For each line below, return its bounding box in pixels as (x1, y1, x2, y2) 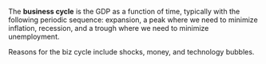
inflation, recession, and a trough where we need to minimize (8, 24, 209, 32)
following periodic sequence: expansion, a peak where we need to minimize (8, 15, 258, 24)
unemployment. (8, 32, 60, 41)
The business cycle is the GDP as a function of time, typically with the (8, 7, 240, 16)
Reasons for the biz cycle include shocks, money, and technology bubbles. (8, 47, 255, 56)
